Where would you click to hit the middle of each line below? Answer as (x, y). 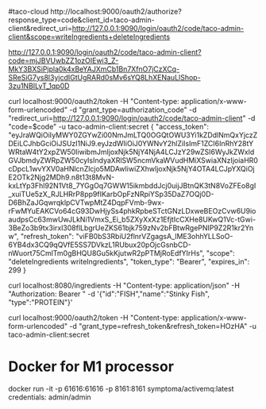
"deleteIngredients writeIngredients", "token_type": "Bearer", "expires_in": (129, 262)
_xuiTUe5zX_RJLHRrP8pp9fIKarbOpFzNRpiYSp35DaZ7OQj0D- (111, 194)
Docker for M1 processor (91, 367)
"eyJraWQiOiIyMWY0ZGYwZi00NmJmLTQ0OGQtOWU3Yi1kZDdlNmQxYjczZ (133, 135)
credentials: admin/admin (50, 397)
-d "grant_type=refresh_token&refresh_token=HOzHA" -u (163, 326)
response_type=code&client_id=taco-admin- (81, 20)
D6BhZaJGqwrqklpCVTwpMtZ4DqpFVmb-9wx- (87, 203)
